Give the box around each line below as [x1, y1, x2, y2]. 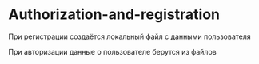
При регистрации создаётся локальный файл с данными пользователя [8, 32, 252, 41]
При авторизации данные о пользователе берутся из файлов [8, 47, 217, 56]
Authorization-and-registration [8, 6, 220, 24]
